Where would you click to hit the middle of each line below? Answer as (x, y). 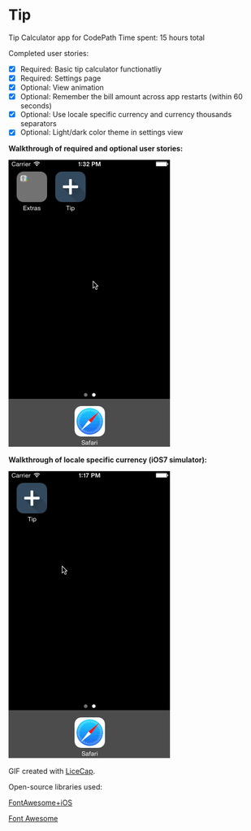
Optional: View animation (62, 88)
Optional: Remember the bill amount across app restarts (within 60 (131, 97)
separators (38, 124)
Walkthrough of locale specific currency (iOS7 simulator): (108, 460)
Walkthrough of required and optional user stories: (96, 149)
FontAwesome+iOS (41, 803)
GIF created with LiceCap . (52, 772)
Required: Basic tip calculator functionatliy (91, 69)
